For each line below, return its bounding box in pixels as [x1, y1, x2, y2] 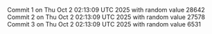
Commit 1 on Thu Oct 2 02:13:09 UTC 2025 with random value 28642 [7, 6, 206, 14]
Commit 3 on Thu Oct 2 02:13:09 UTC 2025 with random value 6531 [7, 20, 202, 28]
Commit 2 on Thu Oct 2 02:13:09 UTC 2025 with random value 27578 [7, 13, 206, 21]
